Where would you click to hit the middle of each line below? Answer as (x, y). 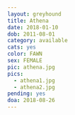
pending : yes (27, 94)
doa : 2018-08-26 (31, 101)
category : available (38, 41)
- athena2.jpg (34, 87)
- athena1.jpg (34, 80)
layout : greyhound (34, 14)
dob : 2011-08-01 (31, 34)
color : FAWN (25, 54)
